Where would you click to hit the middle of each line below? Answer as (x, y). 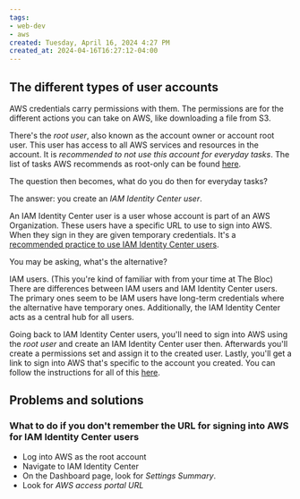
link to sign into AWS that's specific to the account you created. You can (142, 362)
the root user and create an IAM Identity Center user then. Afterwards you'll (149, 343)
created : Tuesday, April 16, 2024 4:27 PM (90, 42)
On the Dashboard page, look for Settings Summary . (119, 476)
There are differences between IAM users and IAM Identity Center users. (143, 288)
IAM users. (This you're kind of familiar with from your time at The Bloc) (141, 279)
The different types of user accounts (114, 87)
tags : (19, 17)
